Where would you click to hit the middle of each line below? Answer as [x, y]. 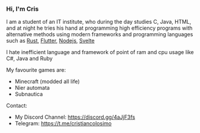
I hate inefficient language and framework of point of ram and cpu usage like [100, 52]
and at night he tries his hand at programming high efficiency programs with [99, 28]
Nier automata [32, 88]
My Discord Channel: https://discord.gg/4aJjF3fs [75, 117]
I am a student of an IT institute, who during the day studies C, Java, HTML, [99, 22]
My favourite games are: [36, 70]
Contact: [17, 106]
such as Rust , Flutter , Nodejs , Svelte [51, 41]
